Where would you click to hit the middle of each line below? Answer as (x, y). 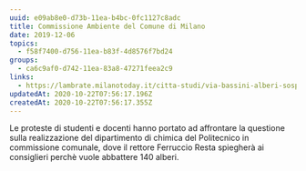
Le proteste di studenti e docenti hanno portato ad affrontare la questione (147, 128)
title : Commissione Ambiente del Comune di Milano (107, 26)
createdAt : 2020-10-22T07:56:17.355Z (81, 102)
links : (22, 77)
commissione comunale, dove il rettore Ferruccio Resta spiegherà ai (137, 147)
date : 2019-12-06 (42, 35)
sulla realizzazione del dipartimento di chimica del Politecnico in (129, 138)
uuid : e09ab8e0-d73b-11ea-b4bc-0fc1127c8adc (95, 18)
